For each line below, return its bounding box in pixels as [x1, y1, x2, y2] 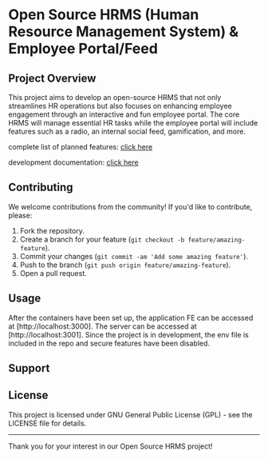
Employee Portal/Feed [8, 40, 158, 58]
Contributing [8, 181, 73, 194]
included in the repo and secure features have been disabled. [8, 338, 210, 348]
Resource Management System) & [8, 22, 239, 41]
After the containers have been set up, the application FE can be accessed [8, 313, 254, 322]
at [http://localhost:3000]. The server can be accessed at [8, 321, 197, 331]
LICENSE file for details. [8, 418, 87, 428]
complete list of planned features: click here [8, 142, 153, 151]
